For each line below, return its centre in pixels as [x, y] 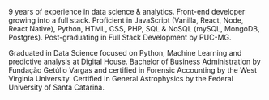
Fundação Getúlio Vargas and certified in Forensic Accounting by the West [133, 70]
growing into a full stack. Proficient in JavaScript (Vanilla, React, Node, [126, 20]
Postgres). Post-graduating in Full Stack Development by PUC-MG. [120, 37]
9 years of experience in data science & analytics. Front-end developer [127, 12]
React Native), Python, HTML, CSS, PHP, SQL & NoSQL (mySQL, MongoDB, [134, 29]
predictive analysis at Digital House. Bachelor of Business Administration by [134, 61]
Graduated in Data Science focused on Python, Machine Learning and [125, 53]
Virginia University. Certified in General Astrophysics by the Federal [121, 79]
